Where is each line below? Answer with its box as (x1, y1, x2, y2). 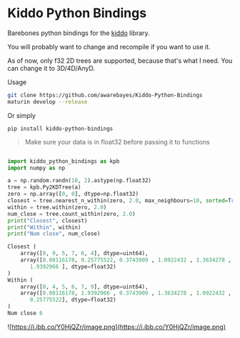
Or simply (7, 111, 36, 119)
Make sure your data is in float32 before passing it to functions (24, 137, 210, 146)
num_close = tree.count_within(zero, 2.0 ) (7, 210, 136, 217)
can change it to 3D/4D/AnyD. (7, 64, 95, 72)
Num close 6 (7, 309, 43, 317)
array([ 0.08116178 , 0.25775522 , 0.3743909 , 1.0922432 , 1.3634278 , (20, 257, 232, 264)
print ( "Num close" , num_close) (7, 230, 101, 237)
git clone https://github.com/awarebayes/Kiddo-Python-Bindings (7, 91, 203, 99)
